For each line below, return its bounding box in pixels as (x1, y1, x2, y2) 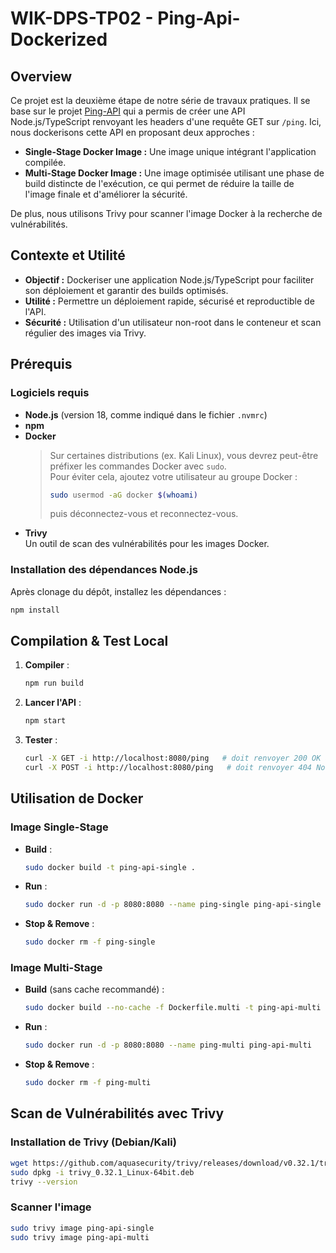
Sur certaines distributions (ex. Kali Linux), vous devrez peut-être (49, 449, 319, 461)
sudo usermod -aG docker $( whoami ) (49, 490, 198, 500)
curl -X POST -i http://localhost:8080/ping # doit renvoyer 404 (24, 762, 313, 772)
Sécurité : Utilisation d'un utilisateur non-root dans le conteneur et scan (24, 316, 322, 328)
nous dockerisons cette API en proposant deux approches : (10, 127, 255, 138)
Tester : (24, 734, 58, 746)
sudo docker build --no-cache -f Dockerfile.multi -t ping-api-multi (24, 1003, 322, 1013)
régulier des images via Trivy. (24, 327, 147, 339)
